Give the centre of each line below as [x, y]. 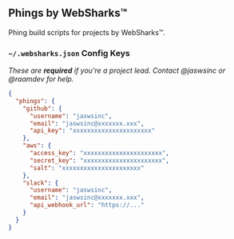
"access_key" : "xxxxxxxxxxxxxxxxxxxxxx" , [99, 153]
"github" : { [42, 108]
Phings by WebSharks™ [68, 13]
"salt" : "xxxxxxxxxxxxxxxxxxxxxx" [87, 168]
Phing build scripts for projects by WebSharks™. [87, 32]
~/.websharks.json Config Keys [69, 53]
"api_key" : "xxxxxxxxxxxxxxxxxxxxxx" [92, 131]
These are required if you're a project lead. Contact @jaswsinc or [117, 70]
